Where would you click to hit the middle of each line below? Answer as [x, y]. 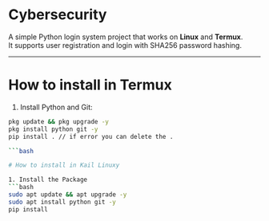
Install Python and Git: [56, 107]
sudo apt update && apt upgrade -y [68, 195]
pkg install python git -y [53, 129]
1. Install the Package [48, 180]
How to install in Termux [90, 85]
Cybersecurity [58, 15]
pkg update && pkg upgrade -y [59, 121]
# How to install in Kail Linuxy [64, 165]
